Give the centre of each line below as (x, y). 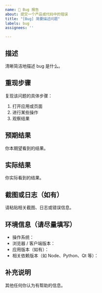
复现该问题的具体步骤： (29, 96)
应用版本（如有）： (30, 249)
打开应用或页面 (27, 106)
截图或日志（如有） (34, 195)
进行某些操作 (25, 112)
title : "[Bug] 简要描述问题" (33, 19)
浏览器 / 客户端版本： (34, 243)
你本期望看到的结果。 (26, 148)
